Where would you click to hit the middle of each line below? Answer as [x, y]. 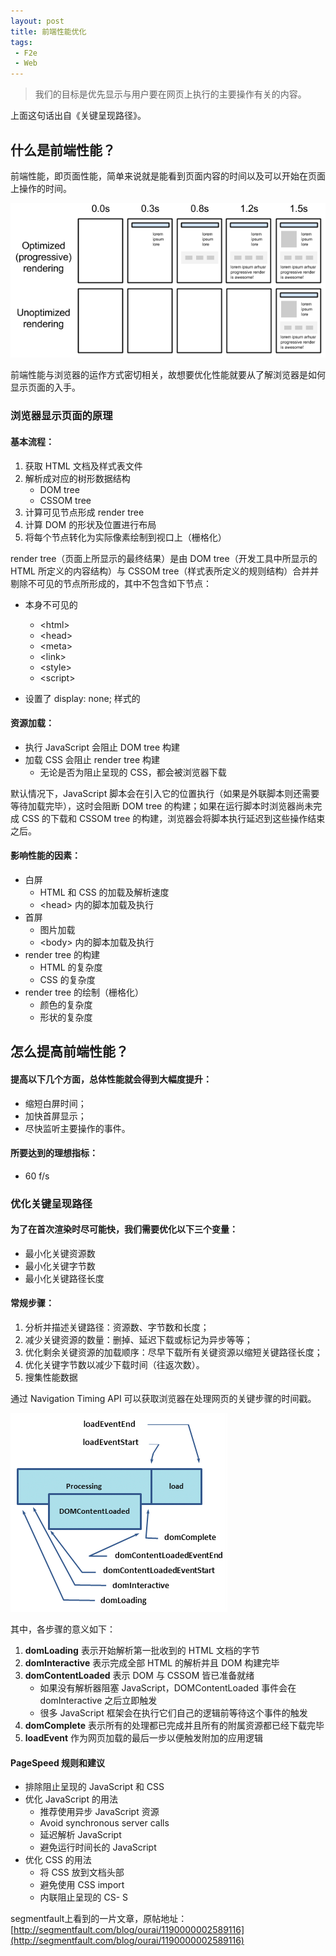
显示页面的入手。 [45, 387]
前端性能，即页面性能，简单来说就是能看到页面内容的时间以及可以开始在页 [163, 176]
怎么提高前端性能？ [69, 1051]
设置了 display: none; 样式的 [82, 698]
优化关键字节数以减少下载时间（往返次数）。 [114, 1365]
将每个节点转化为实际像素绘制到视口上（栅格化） [125, 537]
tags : [21, 42]
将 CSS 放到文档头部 [82, 1872]
